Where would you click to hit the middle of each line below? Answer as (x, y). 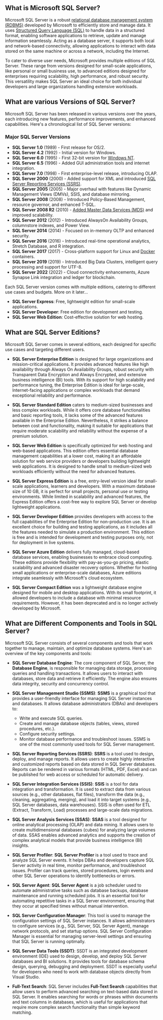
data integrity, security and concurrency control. (61, 683)
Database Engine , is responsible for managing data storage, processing (84, 668)
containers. (23, 256)
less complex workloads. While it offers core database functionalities (81, 410)
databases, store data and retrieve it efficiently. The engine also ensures (84, 678)
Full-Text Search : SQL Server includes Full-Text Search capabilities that (84, 986)
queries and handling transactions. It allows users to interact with (77, 673)
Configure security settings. (47, 734)
